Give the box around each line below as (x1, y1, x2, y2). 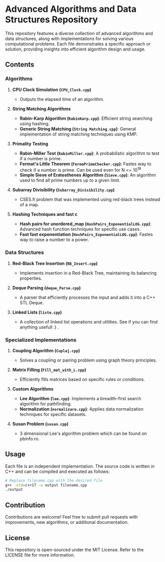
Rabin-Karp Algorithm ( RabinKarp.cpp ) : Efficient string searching (19, 115, 153, 121)
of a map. (19, 202, 40, 208)
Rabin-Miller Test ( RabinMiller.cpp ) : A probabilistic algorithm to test (19, 150, 160, 156)
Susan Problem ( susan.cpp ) (12, 421, 69, 426)
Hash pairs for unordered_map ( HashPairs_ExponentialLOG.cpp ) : (19, 221, 152, 227)
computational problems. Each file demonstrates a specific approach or (5, 41, 151, 47)
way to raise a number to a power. (19, 236, 89, 243)
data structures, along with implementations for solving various (5, 36, 134, 42)
